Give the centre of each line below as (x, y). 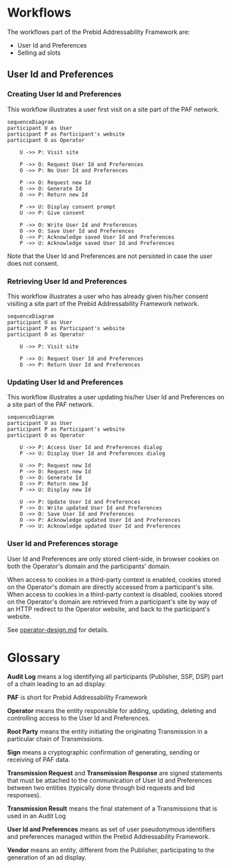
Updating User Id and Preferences (65, 382)
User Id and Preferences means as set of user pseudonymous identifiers (111, 829)
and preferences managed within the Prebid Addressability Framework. (109, 837)
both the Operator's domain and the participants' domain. (89, 566)
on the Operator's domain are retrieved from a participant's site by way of (112, 602)
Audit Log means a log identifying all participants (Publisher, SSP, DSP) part (115, 677)
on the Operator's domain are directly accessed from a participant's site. (111, 587)
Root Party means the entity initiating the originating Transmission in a (108, 732)
